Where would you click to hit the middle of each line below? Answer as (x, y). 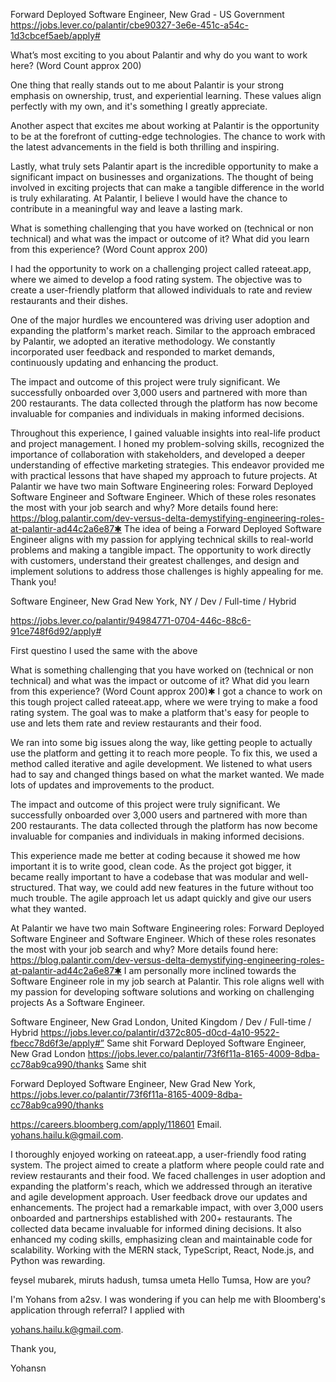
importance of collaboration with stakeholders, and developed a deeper (158, 454)
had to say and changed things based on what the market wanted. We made (167, 774)
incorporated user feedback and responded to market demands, (142, 352)
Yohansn (28, 1368)
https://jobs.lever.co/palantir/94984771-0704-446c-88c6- (131, 620)
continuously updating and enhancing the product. (114, 362)
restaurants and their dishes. (69, 300)
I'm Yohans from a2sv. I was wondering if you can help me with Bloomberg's (168, 1299)
